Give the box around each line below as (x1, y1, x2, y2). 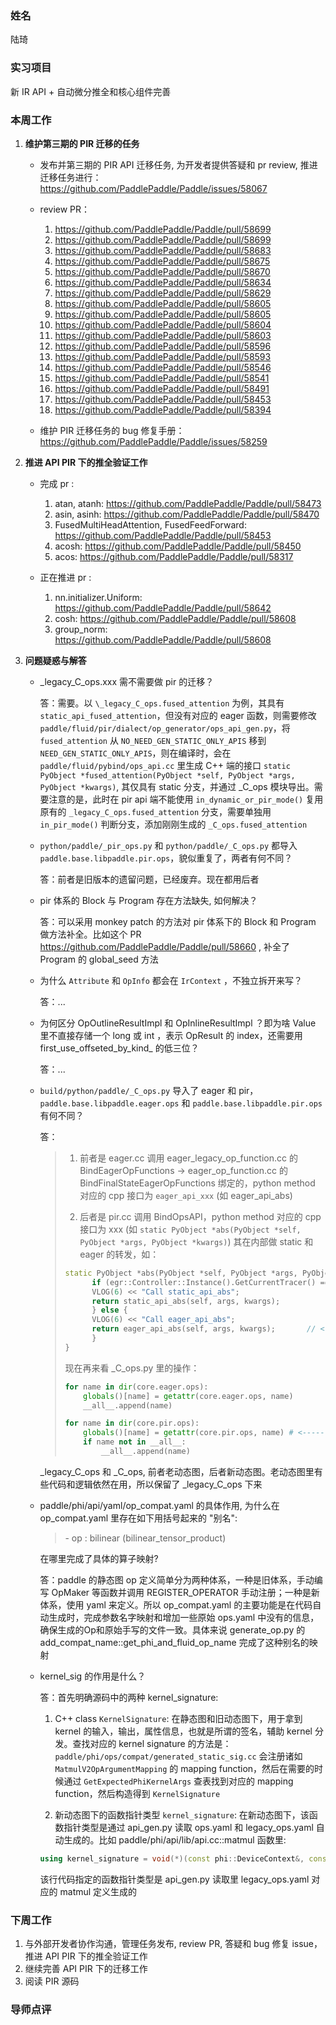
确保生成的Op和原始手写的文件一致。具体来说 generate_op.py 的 (39, 1623, 306, 1636)
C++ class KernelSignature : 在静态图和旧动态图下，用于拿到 (54, 1712, 303, 1724)
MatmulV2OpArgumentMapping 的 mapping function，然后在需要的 (54, 1762, 315, 1774)
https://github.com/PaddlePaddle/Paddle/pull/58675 (54, 255, 271, 267)
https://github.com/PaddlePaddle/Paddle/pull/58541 (54, 372, 270, 384)
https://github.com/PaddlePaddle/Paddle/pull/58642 (54, 602, 272, 614)
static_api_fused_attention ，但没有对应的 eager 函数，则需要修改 (39, 709, 317, 721)
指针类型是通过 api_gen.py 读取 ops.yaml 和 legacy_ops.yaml (63, 1821, 314, 1833)
